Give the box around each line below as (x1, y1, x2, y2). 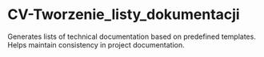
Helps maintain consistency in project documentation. (7, 40, 185, 49)
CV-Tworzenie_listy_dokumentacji (7, 6, 241, 24)
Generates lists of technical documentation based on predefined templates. (7, 32, 257, 41)
